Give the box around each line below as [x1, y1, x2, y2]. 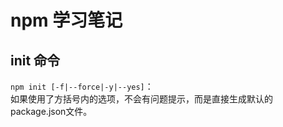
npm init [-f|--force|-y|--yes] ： [10, 81, 154, 92]
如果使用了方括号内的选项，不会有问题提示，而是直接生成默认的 [10, 93, 273, 105]
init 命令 [10, 52, 61, 69]
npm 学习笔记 [10, 9, 123, 32]
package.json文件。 [10, 106, 93, 117]
